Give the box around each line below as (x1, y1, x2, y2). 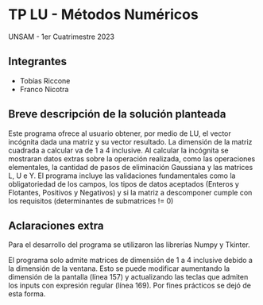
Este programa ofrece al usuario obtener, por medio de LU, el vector (8, 129, 232, 138)
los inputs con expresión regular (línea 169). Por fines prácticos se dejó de (8, 280, 252, 291)
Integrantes (8, 55, 68, 68)
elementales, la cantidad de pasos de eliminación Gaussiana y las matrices (8, 162, 253, 172)
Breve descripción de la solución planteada (8, 107, 226, 121)
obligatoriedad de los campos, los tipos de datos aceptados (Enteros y (8, 179, 240, 188)
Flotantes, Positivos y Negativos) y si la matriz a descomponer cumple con (8, 187, 253, 197)
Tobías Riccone (19, 75, 71, 85)
